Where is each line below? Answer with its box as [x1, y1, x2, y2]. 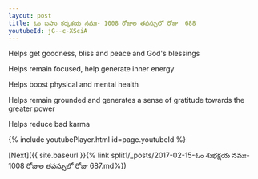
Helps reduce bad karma [8, 120, 91, 129]
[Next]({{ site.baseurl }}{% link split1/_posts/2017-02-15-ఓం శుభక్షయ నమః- [8, 150, 250, 161]
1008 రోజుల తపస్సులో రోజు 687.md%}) [8, 161, 127, 171]
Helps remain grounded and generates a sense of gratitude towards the [8, 96, 245, 105]
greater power [8, 104, 55, 113]
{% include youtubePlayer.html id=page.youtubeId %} [8, 135, 187, 144]
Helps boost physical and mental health [8, 79, 139, 89]
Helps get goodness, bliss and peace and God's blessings [8, 49, 200, 59]
